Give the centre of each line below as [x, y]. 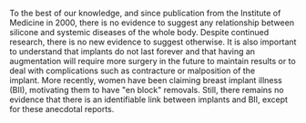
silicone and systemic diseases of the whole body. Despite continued [139, 32]
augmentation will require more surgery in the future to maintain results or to [153, 61]
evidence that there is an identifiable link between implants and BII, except [149, 99]
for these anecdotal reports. [62, 109]
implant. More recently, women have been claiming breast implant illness [146, 80]
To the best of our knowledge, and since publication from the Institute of [145, 13]
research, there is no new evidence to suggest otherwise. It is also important [153, 42]
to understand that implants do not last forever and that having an [133, 52]
